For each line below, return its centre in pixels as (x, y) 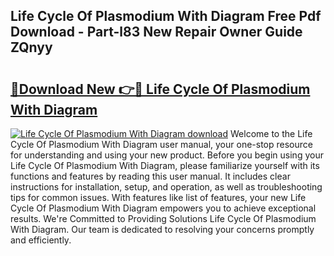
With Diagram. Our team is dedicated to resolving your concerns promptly (162, 229)
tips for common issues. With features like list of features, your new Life (158, 197)
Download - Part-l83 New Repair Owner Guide (156, 32)
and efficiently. (41, 240)
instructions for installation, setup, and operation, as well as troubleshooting (166, 187)
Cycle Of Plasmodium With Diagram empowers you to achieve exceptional (163, 208)
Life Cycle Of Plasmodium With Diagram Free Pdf (166, 16)
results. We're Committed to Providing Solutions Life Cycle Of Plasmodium (163, 218)
